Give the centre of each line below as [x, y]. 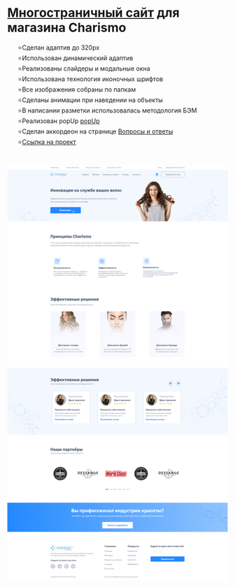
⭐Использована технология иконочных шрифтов [90, 79]
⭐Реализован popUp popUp [58, 121]
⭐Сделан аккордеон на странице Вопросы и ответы [95, 131]
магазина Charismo [67, 28]
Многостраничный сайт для [93, 13]
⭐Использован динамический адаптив [75, 58]
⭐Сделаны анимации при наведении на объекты [90, 100]
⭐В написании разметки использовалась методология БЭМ [107, 110]
